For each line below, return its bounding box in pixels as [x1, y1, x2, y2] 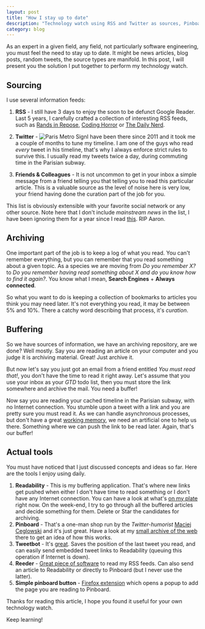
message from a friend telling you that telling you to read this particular [15, 177, 194, 185]
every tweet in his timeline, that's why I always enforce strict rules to [15, 146, 188, 154]
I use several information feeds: [6, 96, 86, 104]
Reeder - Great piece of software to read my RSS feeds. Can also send [15, 559, 194, 567]
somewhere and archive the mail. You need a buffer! [6, 385, 138, 392]
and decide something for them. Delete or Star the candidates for [15, 507, 179, 515]
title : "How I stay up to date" [6, 15, 88, 21]
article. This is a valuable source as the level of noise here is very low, [15, 184, 191, 192]
